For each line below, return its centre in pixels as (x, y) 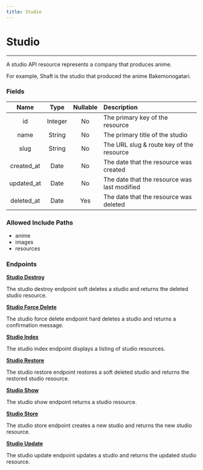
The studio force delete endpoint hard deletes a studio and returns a (91, 319)
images (24, 242)
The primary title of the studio (146, 135)
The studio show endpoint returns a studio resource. (72, 402)
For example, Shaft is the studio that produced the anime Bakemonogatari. (99, 76)
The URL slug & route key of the (148, 145)
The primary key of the (136, 117)
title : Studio (24, 12)
